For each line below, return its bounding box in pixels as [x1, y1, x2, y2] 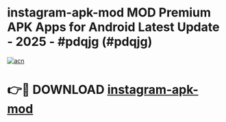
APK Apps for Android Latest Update [7, 19, 220, 35]
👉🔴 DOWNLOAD [7, 82, 105, 97]
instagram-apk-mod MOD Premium [7, 5, 211, 21]
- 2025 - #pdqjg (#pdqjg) [7, 34, 153, 49]
